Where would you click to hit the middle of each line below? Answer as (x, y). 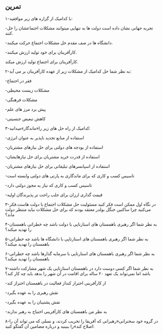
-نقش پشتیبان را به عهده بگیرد (33, 302)
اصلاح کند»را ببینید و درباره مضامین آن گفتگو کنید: (50, 326)
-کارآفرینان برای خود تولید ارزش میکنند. (41, 52)
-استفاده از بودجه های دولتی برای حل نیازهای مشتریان (54, 147)
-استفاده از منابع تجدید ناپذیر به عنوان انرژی (45, 137)
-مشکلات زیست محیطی (27, 90)
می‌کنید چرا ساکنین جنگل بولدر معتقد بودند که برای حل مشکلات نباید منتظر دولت (78, 209)
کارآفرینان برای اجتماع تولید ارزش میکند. (42, 61)
